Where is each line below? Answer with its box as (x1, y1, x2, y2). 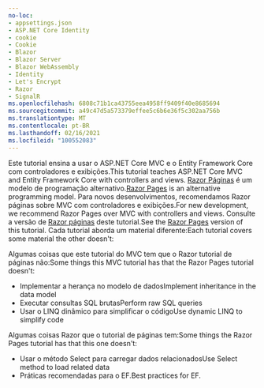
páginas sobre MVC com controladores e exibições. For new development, (8, 200, 249, 209)
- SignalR (8, 92, 41, 100)
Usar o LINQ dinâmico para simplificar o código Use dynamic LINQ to (19, 306, 243, 316)
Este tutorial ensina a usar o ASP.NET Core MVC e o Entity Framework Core (8, 158, 254, 168)
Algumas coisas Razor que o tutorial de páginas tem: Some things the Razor (8, 330, 253, 340)
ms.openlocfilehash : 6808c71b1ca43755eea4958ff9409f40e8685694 (8, 100, 221, 107)
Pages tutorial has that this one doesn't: (8, 338, 138, 348)
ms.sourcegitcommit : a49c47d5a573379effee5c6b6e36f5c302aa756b (8, 107, 221, 115)
